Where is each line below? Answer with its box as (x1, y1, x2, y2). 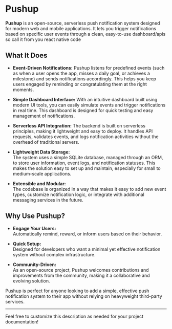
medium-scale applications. (12, 170, 72, 177)
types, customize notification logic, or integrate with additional (12, 191, 144, 198)
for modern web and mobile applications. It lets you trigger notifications (5, 25, 157, 31)
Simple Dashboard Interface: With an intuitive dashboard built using (12, 96, 158, 102)
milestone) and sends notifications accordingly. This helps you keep (12, 75, 157, 82)
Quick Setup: (12, 240, 41, 247)
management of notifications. (12, 113, 75, 119)
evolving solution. (12, 277, 50, 284)
